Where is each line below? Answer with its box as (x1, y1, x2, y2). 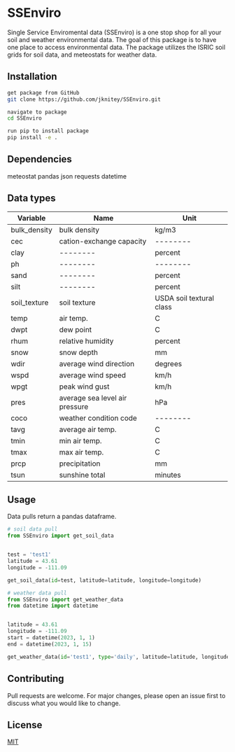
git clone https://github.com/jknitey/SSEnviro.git (7, 96, 161, 103)
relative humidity (59, 336, 114, 346)
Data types (7, 193, 56, 204)
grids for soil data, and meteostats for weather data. (7, 50, 157, 59)
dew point (59, 324, 92, 334)
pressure (59, 401, 89, 411)
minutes (155, 470, 182, 480)
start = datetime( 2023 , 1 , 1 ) (7, 634, 96, 641)
